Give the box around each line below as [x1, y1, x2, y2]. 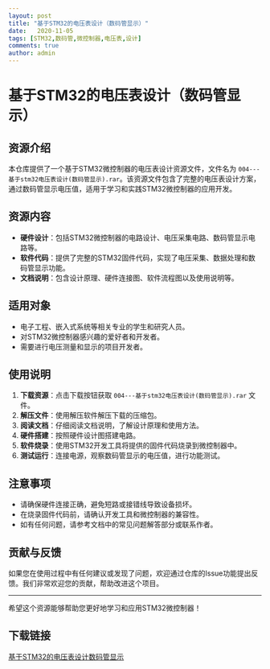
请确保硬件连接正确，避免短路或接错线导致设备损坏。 [19, 500, 197, 510]
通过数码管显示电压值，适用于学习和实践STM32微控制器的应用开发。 [8, 184, 237, 193]
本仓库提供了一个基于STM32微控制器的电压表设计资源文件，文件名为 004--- [8, 164, 260, 173]
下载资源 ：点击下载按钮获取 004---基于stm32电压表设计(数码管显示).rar [19, 390, 247, 400]
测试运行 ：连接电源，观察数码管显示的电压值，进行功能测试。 [19, 451, 225, 460]
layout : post [8, 11, 52, 20]
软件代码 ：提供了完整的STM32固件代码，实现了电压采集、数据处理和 [19, 253, 249, 262]
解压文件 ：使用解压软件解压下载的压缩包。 [19, 411, 162, 420]
